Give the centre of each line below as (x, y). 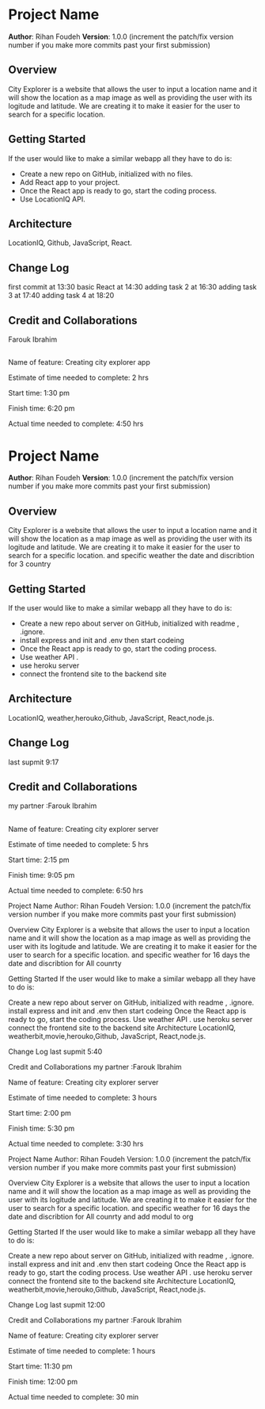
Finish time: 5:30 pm (42, 1128)
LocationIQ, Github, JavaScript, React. (70, 243)
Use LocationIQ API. (52, 199)
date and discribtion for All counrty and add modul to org (101, 1216)
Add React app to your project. (70, 182)
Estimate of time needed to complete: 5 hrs (78, 844)
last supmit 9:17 (34, 762)
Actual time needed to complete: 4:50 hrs (76, 424)
